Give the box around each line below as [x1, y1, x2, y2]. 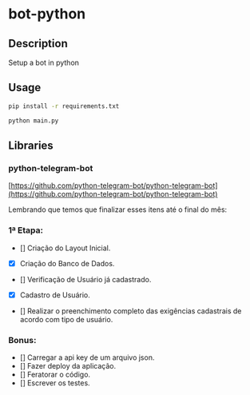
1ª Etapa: [8, 225, 44, 236]
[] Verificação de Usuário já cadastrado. [19, 274, 152, 284]
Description [8, 37, 68, 50]
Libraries [8, 138, 54, 152]
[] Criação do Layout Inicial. [19, 243, 111, 253]
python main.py [8, 117, 59, 125]
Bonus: [8, 334, 37, 345]
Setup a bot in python [8, 58, 80, 67]
